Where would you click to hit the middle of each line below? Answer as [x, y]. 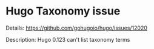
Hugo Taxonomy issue [63, 11]
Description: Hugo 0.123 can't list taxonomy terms [68, 39]
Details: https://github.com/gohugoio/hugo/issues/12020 [77, 28]
